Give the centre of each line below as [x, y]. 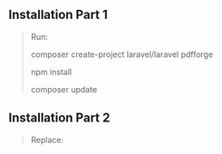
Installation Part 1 [58, 15]
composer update [64, 89]
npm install [51, 72]
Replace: [47, 140]
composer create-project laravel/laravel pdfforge [122, 54]
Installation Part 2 [59, 118]
